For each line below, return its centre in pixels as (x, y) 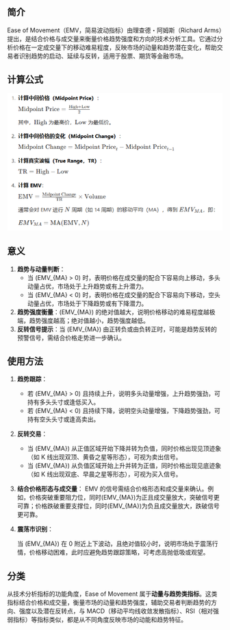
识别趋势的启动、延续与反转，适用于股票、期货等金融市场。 (103, 56)
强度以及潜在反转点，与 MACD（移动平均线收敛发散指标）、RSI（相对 (116, 611)
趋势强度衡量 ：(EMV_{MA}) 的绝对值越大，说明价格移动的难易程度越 (113, 312)
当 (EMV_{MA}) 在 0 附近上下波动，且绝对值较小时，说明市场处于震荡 (114, 544)
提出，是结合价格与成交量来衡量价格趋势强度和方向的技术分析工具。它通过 (112, 38)
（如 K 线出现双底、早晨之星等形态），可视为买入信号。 (104, 474)
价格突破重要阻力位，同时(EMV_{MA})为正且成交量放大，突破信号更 (125, 498)
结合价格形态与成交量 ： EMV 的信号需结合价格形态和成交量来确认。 (112, 489)
